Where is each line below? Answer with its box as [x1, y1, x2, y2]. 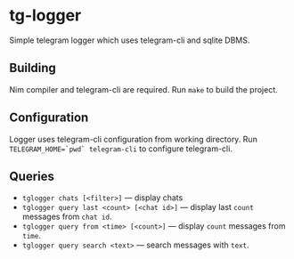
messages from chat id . [21, 211, 112, 223]
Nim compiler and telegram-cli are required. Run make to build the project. [9, 84, 278, 94]
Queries [9, 168, 55, 183]
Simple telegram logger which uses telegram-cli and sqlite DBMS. [9, 35, 250, 45]
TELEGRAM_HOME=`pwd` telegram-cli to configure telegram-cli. [9, 143, 233, 154]
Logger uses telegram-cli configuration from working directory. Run [9, 134, 258, 144]
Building [9, 61, 56, 76]
